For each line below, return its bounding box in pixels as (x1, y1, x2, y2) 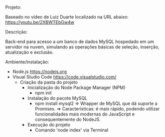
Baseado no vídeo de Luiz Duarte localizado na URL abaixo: (5, 14, 129, 19)
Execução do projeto (27, 122, 71, 127)
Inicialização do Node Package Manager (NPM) (27, 84, 126, 90)
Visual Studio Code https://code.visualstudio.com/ (12, 74, 117, 79)
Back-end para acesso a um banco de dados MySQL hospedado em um (5, 38, 154, 44)
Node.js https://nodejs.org (12, 68, 67, 74)
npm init (35, 90, 52, 95)
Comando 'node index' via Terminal (35, 127, 109, 133)
